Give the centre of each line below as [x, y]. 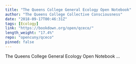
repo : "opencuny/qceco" [30, 38]
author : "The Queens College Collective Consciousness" [64, 14]
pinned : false [20, 42]
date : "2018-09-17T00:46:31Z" [36, 19]
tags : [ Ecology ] [22, 24]
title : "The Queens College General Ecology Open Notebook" [68, 10]
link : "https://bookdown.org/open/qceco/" [49, 28]
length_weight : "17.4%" [30, 33]
